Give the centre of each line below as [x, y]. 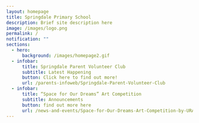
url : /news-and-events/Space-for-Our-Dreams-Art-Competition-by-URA [108, 111]
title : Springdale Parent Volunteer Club [74, 67]
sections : [18, 45]
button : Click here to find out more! [70, 77]
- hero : [21, 50]
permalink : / [22, 34]
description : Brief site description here [59, 22]
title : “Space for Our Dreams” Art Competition [82, 94]
